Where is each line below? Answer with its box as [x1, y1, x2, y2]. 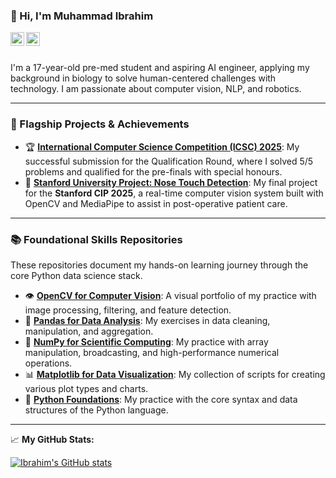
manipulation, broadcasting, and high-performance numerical [24, 346, 280, 358]
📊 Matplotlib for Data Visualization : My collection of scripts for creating [24, 368, 326, 380]
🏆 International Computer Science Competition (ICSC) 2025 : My [24, 140, 300, 153]
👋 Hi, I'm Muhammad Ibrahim [10, 9, 154, 23]
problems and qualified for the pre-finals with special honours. [24, 165, 283, 178]
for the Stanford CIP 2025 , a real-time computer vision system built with [24, 187, 324, 199]
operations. [24, 357, 73, 369]
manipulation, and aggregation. [24, 325, 154, 337]
